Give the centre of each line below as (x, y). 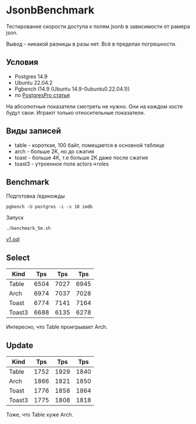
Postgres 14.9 (31, 76)
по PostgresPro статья (42, 95)
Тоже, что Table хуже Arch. (40, 415)
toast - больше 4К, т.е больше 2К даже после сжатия (81, 157)
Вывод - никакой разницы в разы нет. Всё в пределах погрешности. (91, 44)
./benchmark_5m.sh (28, 229)
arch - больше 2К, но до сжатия (54, 151)
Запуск (15, 218)
